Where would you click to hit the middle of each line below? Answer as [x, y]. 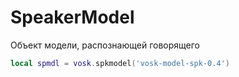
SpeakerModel [72, 17]
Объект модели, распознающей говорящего [105, 45]
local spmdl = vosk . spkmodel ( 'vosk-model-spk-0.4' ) [120, 63]
